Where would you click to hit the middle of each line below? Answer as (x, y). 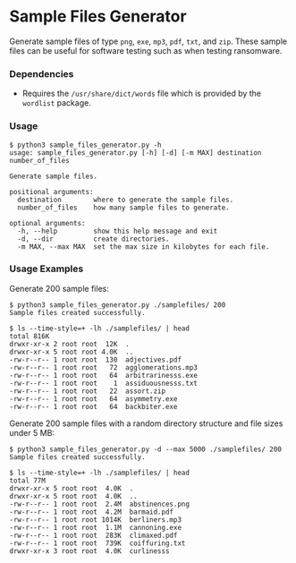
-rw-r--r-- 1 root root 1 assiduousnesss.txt (104, 383)
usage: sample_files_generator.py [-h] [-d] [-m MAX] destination (135, 153)
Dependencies (42, 73)
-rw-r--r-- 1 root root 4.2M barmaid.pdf (92, 512)
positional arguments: (51, 192)
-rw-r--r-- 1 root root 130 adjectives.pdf (95, 360)
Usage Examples (47, 269)
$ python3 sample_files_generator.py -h (86, 145)
